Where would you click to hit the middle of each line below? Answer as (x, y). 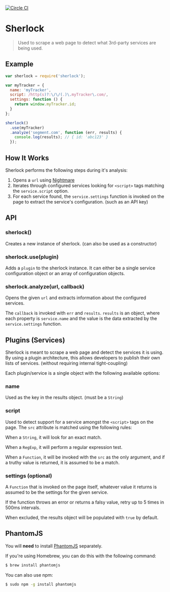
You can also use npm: (29, 575)
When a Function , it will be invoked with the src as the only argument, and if (85, 457)
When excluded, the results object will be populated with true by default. (82, 517)
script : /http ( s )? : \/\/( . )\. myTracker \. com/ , (59, 95)
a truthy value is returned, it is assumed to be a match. (63, 462)
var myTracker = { (25, 85)
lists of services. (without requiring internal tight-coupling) (67, 363)
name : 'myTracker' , (31, 90)
